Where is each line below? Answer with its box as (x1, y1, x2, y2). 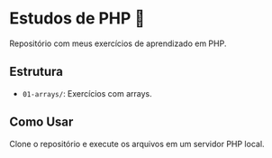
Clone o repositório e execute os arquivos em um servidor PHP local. (9, 138, 265, 149)
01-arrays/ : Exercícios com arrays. (22, 88, 152, 98)
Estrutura (9, 64, 64, 79)
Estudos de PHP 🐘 (9, 8, 146, 29)
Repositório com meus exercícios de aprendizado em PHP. (9, 38, 227, 49)
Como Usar (9, 115, 74, 130)
